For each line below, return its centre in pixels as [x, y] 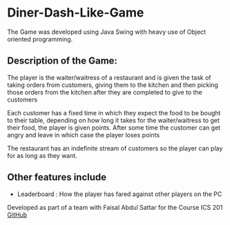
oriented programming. [40, 39]
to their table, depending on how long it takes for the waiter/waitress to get [113, 120]
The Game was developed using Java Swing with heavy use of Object [106, 32]
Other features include [57, 177]
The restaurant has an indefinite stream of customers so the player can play [115, 148]
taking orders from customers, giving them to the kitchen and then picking [113, 85]
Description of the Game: [62, 61]
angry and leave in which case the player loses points [84, 135]
